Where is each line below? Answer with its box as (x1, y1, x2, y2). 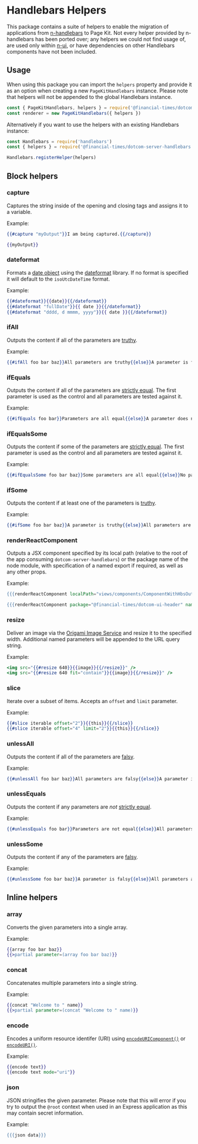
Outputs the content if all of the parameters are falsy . (6, 753, 135, 760)
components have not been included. (6, 48, 97, 55)
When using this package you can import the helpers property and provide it (6, 81, 192, 88)
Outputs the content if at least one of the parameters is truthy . (6, 499, 156, 507)
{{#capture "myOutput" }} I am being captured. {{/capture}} (6, 231, 152, 237)
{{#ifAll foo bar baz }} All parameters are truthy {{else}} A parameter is (6, 359, 189, 365)
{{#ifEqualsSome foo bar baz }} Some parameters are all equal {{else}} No (6, 472, 186, 478)
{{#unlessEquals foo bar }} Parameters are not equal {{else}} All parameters (6, 826, 194, 832)
